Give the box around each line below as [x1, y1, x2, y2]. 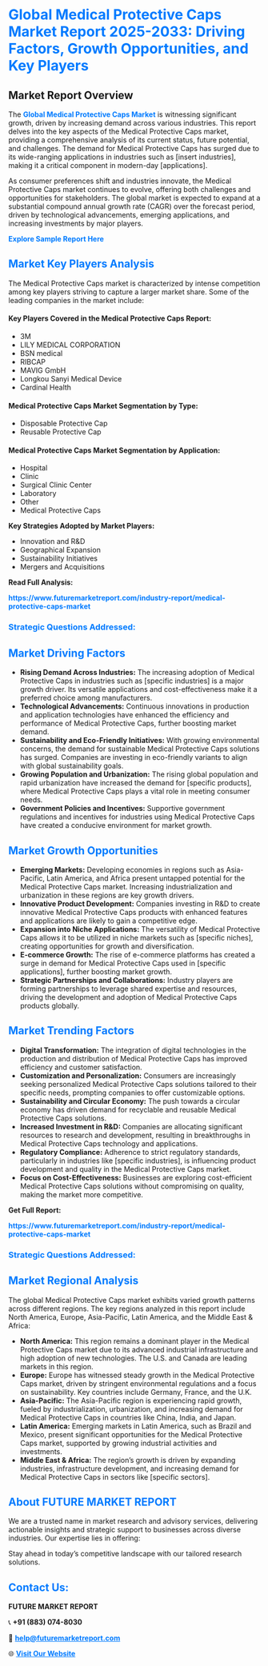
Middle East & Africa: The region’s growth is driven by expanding [19, 1455, 236, 1464]
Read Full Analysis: [8, 577, 74, 587]
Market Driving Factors [8, 646, 126, 660]
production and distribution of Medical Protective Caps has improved [19, 1053, 248, 1063]
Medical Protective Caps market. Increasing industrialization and [19, 881, 233, 891]
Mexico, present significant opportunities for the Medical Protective [19, 1429, 242, 1439]
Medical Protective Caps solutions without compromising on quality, [19, 1181, 244, 1191]
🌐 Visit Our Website [8, 1649, 76, 1659]
